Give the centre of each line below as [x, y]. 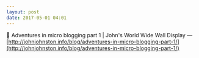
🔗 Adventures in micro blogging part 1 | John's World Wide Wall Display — [99, 35]
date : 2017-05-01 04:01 [37, 18]
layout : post [23, 12]
